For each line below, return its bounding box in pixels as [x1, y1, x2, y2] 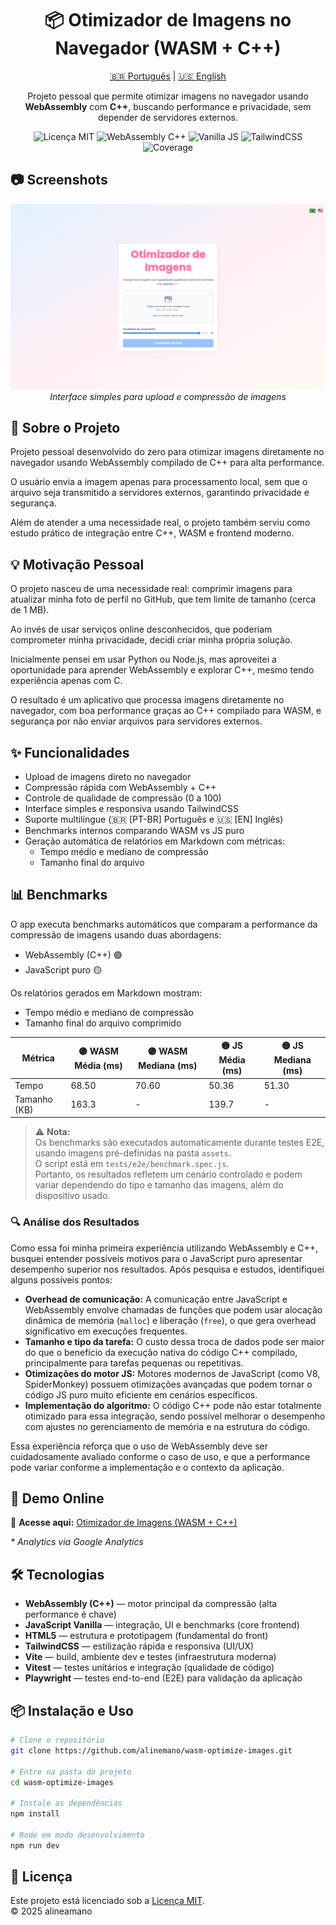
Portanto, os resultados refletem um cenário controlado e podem [34, 1168, 303, 1181]
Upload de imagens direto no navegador [24, 770, 192, 782]
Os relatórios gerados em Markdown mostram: [10, 987, 203, 999]
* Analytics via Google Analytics [10, 1536, 144, 1548]
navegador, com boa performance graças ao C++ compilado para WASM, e [10, 705, 322, 717]
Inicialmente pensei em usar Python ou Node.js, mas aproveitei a [10, 653, 277, 666]
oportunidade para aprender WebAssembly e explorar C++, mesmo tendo [10, 664, 315, 676]
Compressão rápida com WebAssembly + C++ [24, 781, 217, 793]
